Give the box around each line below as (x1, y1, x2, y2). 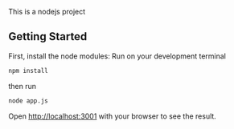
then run (8, 81, 37, 91)
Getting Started (8, 30, 88, 43)
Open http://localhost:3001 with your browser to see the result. (8, 111, 217, 121)
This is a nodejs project (8, 7, 86, 16)
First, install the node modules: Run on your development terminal (8, 51, 227, 61)
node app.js (8, 96, 48, 105)
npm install (8, 67, 48, 75)
